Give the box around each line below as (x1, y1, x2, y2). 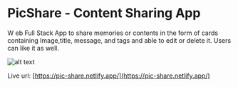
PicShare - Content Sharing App (7, 5, 201, 21)
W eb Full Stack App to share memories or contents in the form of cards (7, 29, 219, 37)
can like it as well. (7, 43, 59, 52)
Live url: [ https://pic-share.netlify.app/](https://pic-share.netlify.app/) (7, 71, 210, 80)
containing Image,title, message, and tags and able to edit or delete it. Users (7, 36, 232, 44)
